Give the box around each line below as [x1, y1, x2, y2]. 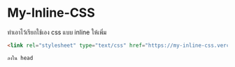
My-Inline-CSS [7, 5, 96, 21]
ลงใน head [7, 54, 34, 61]
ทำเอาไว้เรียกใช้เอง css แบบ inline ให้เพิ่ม [7, 28, 107, 36]
